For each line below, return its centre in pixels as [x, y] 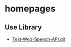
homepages [30, 9]
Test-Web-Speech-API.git [39, 39]
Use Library [23, 27]
